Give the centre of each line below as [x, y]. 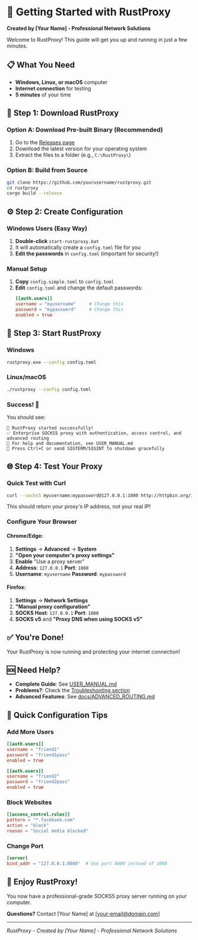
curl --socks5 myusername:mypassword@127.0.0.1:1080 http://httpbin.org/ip [101, 496]
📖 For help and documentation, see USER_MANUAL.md [70, 443]
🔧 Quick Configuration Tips [57, 715]
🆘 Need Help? [34, 670]
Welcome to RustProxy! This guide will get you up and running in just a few [97, 39]
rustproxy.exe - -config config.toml [51, 362]
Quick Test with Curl [36, 483]
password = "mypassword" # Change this [69, 310]
